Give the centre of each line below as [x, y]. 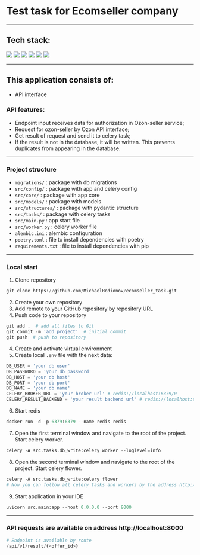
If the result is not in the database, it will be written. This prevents [95, 142]
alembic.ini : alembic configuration [58, 233]
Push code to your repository [51, 315]
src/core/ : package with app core [57, 195]
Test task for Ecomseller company [92, 11]
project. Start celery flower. [48, 468]
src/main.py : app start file [47, 221]
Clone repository [35, 280]
